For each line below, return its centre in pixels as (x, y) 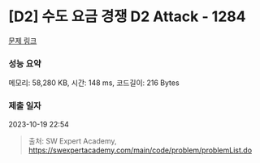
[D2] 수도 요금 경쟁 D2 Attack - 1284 (127, 17)
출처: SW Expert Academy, (72, 141)
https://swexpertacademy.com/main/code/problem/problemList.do (140, 150)
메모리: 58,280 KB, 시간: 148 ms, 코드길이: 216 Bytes (94, 83)
